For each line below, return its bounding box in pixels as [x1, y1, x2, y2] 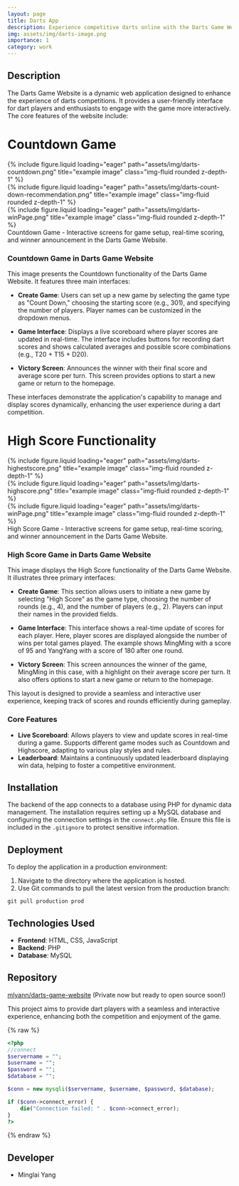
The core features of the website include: [7, 111, 129, 120]
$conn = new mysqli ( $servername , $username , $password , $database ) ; [7, 1086, 215, 1093]
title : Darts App [7, 17, 59, 24]
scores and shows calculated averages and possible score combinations [17, 342, 231, 351]
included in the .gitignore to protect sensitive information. [7, 823, 179, 831]
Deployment [7, 844, 63, 856]
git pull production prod [7, 898, 84, 905]
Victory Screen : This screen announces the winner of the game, [17, 660, 208, 669]
